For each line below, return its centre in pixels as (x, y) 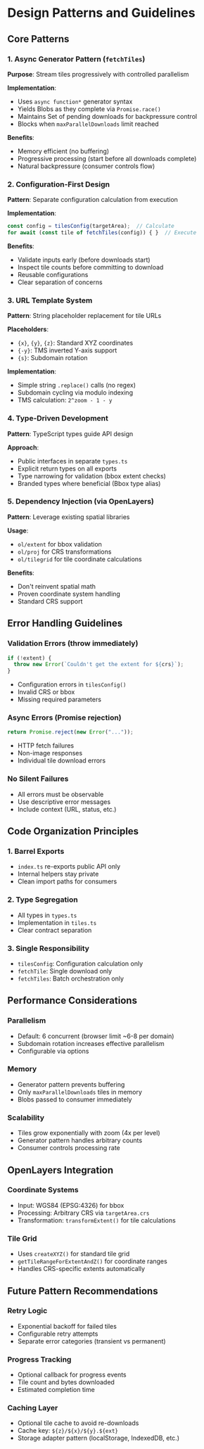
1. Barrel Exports (36, 851)
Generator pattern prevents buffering (71, 1084)
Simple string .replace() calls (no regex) (76, 385)
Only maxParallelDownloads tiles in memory (80, 1092)
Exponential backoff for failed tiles (67, 1326)
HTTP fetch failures (46, 746)
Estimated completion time (56, 1390)
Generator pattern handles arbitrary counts (80, 1140)
